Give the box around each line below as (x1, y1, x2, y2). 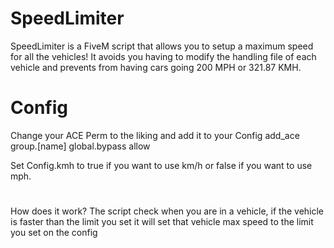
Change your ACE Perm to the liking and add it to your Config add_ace (10, 129, 300, 141)
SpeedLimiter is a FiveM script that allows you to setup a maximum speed (10, 40, 314, 52)
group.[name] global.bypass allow (10, 140, 151, 152)
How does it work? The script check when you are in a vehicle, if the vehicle (10, 205, 325, 217)
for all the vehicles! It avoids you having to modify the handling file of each (10, 50, 317, 62)
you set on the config (10, 227, 98, 239)
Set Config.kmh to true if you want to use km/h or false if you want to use (10, 159, 313, 171)
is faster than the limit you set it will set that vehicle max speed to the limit (10, 216, 314, 228)
